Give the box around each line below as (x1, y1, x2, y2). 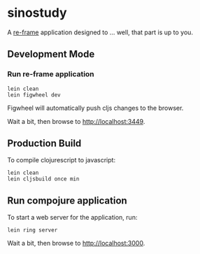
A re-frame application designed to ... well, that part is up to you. (7, 28, 194, 36)
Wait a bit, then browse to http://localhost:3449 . (7, 117, 145, 125)
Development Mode (7, 48, 95, 60)
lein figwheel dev (7, 91, 61, 99)
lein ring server (7, 227, 58, 234)
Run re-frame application (7, 69, 94, 79)
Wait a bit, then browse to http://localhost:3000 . (7, 239, 145, 248)
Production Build (7, 138, 82, 150)
